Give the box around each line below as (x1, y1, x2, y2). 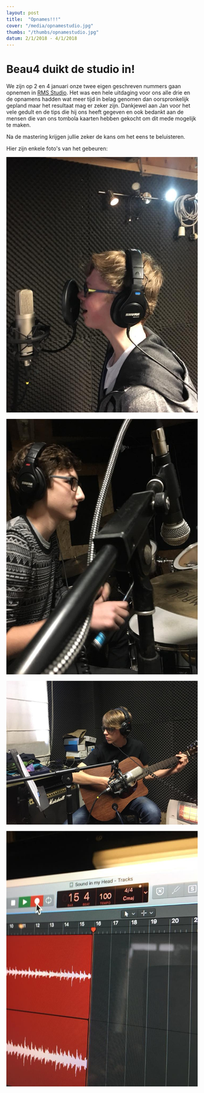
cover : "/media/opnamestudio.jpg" (6, 23, 94, 29)
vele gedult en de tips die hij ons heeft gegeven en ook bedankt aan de (6, 108, 184, 116)
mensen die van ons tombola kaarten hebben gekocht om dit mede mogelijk (6, 115, 197, 122)
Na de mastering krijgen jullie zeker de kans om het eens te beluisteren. (6, 133, 186, 141)
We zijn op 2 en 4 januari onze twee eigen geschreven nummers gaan (6, 83, 181, 90)
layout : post (6, 10, 39, 16)
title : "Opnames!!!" (6, 16, 61, 23)
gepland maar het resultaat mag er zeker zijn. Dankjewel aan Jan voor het (6, 102, 191, 109)
